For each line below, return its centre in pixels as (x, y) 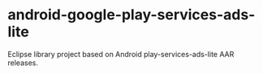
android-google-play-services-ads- (131, 15)
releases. (23, 63)
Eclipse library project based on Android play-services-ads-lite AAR (121, 54)
